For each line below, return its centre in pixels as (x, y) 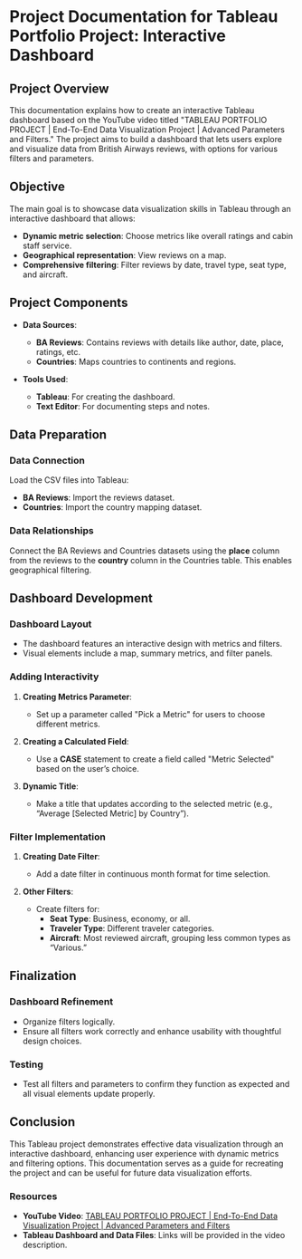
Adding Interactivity (54, 677)
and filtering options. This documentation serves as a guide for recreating (146, 1163)
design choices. (52, 1041)
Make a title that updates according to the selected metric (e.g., (154, 803)
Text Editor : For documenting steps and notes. (123, 406)
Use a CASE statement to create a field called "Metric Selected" (155, 759)
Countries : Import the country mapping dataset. (112, 507)
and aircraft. (45, 274)
